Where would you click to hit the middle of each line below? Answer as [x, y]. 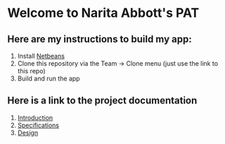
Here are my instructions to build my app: [99, 39]
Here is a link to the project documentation [102, 101]
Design [28, 133]
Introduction [35, 117]
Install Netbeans [41, 56]
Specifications [38, 125]
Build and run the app [49, 78]
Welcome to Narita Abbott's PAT [103, 13]
